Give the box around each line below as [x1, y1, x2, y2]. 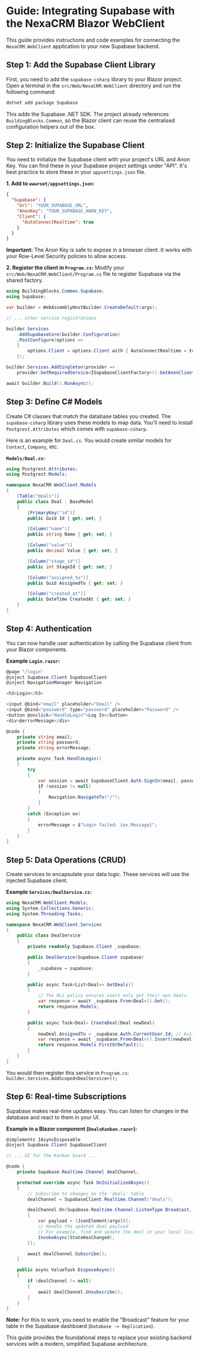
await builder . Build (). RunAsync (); [6, 380, 94, 386]
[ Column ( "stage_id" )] [27, 558, 81, 564]
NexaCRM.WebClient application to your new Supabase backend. [6, 43, 160, 50]
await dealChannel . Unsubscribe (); [37, 1289, 123, 1295]
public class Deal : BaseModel [17, 498, 94, 505]
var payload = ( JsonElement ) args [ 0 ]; [37, 1218, 131, 1224]
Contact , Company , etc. [6, 443, 59, 450]
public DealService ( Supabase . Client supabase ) [27, 954, 145, 960]
